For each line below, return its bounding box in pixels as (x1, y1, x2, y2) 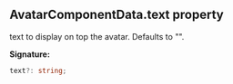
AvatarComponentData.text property (9, 7, 225, 23)
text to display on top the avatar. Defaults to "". (9, 31, 185, 42)
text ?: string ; (9, 66, 67, 75)
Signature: (9, 49, 50, 60)
